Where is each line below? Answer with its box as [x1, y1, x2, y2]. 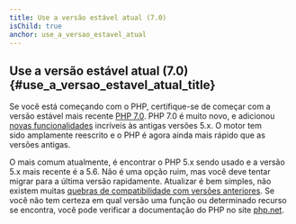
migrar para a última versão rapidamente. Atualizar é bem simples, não [9, 176, 272, 187]
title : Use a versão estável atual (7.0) [9, 13, 167, 22]
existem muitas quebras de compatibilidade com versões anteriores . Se [9, 185, 275, 196]
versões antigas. [9, 139, 71, 150]
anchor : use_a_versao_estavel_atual [9, 30, 147, 39]
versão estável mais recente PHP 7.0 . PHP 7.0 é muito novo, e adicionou [9, 111, 275, 121]
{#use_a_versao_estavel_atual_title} [9, 77, 216, 93]
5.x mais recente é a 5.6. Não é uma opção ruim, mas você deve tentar [9, 166, 272, 177]
